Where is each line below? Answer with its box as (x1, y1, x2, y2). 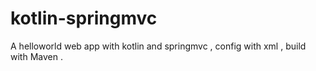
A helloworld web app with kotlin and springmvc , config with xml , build (10, 40, 307, 52)
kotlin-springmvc (10, 7, 158, 30)
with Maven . (10, 50, 63, 62)
